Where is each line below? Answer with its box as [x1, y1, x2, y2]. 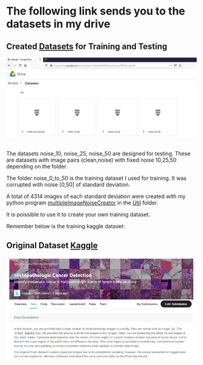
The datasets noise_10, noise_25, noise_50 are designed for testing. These [6, 150, 191, 157]
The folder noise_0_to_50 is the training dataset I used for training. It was [6, 174, 187, 182]
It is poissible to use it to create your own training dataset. [6, 211, 150, 219]
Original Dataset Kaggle [6, 240, 98, 251]
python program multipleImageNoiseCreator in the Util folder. [6, 199, 159, 206]
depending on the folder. [6, 163, 68, 170]
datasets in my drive [6, 17, 111, 31]
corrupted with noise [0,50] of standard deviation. [6, 181, 130, 188]
